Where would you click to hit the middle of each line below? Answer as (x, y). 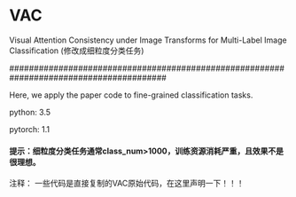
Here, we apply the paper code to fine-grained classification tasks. (131, 95)
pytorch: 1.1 (30, 129)
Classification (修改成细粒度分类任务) (77, 51)
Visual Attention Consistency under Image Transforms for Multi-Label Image (148, 40)
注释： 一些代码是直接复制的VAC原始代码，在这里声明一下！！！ (127, 184)
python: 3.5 (30, 112)
